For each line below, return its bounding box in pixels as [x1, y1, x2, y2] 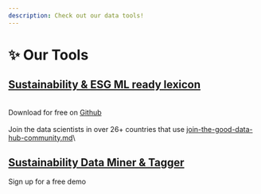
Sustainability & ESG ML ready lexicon [8, 78, 201, 91]
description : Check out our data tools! [8, 11, 145, 20]
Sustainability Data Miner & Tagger [8, 156, 185, 169]
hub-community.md [8, 133, 73, 142]
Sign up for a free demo [8, 177, 87, 187]
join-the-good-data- [186, 124, 253, 134]
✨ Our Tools [8, 45, 89, 64]
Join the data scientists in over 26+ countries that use [8, 124, 185, 134]
